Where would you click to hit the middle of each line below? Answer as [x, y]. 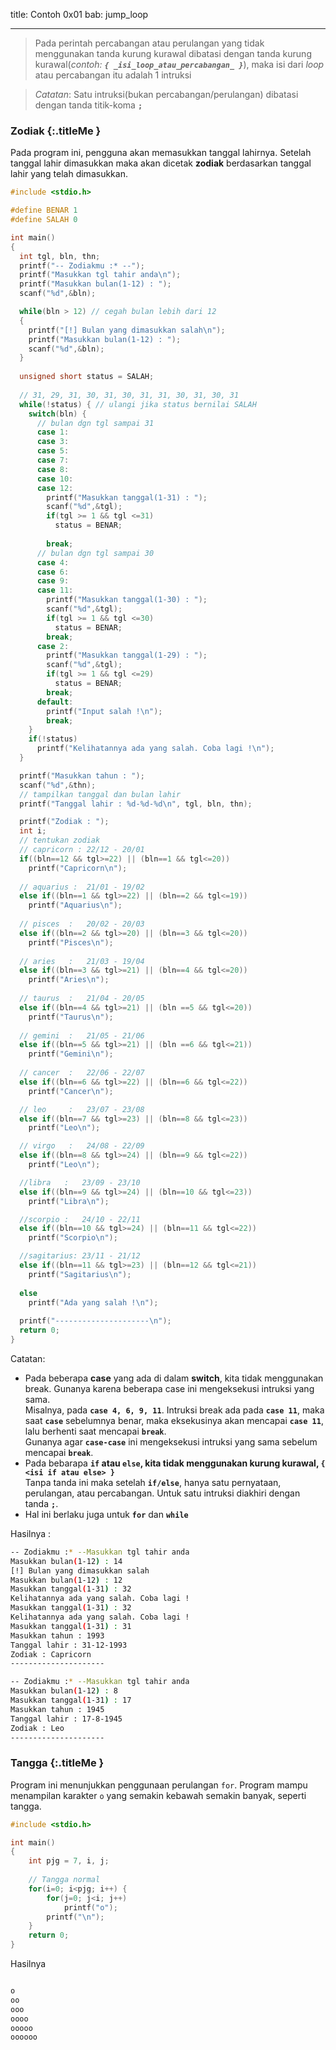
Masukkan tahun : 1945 [57, 1709]
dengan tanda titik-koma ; [88, 105]
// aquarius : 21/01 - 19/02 [82, 887]
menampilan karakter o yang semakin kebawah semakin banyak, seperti [158, 1795]
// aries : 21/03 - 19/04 [82, 961]
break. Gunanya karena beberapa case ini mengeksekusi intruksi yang [169, 1388]
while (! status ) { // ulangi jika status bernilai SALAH [138, 404]
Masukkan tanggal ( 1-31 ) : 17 [71, 1700]
